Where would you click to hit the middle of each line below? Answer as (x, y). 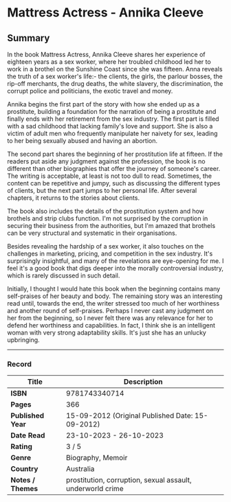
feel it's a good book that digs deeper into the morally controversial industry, (115, 268)
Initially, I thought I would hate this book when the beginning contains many (114, 289)
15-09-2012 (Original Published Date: (130, 415)
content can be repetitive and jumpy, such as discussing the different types (114, 183)
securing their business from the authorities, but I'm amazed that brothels (111, 226)
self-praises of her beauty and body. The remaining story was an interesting (115, 296)
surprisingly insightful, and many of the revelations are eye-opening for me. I (116, 261)
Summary (29, 38)
